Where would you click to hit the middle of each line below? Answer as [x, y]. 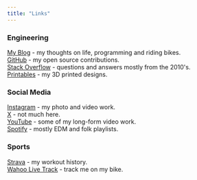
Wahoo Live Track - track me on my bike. [65, 169]
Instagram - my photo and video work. [61, 107]
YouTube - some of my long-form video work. [72, 122]
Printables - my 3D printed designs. [57, 74]
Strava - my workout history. [47, 161]
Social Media [29, 92]
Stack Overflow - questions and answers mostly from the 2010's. [99, 67]
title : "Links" [29, 13]
